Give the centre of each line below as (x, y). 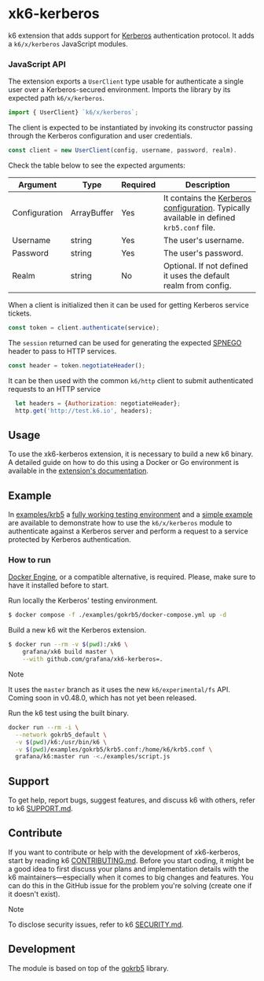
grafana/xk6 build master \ (68, 652)
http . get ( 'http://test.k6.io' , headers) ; (84, 411)
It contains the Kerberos (208, 197)
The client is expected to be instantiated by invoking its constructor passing (130, 127)
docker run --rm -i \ (44, 727)
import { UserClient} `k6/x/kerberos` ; (73, 112)
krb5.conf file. (190, 227)
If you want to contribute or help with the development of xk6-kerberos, (125, 852)
